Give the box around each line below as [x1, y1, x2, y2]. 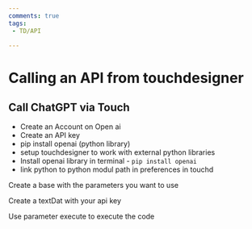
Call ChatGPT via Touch [8, 100, 131, 114]
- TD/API [11, 27, 42, 35]
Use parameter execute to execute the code [8, 211, 155, 222]
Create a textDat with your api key [8, 196, 122, 206]
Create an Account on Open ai [19, 122, 121, 131]
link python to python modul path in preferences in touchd [19, 164, 214, 174]
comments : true [8, 11, 60, 20]
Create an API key [19, 131, 81, 140]
